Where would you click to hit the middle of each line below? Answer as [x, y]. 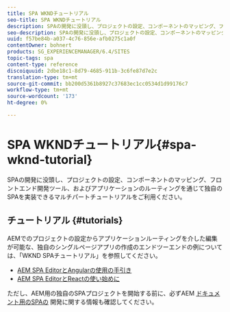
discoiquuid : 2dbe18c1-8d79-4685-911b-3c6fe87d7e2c [82, 71]
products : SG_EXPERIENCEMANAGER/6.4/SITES [68, 52]
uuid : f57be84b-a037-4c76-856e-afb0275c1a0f [72, 39]
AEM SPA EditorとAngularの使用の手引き [74, 270]
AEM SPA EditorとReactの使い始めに [68, 278]
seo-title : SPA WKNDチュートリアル [54, 20]
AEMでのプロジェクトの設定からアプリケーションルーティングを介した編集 [112, 238]
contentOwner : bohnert [39, 45]
